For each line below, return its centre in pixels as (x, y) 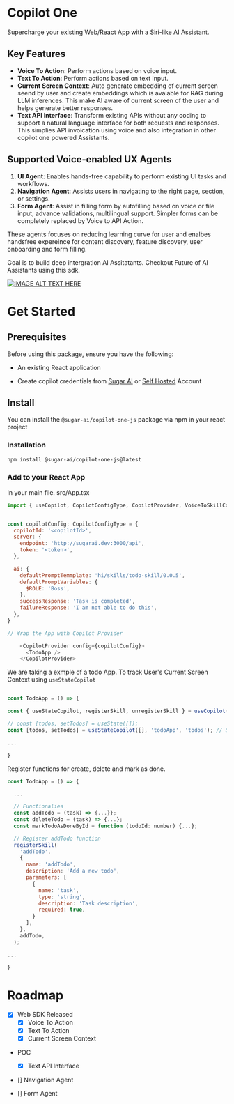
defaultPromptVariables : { (59, 582)
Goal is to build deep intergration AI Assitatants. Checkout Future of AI (108, 262)
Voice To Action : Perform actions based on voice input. (97, 70)
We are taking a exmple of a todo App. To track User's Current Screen (108, 672)
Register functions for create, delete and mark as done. (86, 769)
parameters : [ (46, 877)
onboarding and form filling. (47, 249)
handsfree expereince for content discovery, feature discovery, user (105, 241)
